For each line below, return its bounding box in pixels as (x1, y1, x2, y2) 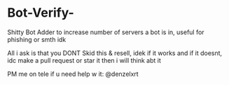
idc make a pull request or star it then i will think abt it (7, 56, 161, 64)
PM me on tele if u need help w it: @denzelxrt (7, 70, 139, 78)
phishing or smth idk (7, 35, 67, 43)
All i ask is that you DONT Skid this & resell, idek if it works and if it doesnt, (7, 49, 223, 57)
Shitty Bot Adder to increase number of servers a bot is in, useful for (7, 28, 204, 36)
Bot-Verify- (7, 5, 75, 21)
